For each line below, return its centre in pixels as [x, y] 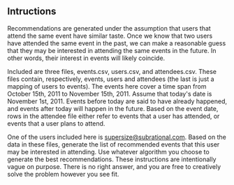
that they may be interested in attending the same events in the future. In [112, 50]
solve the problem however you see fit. [63, 174]
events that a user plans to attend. [56, 123]
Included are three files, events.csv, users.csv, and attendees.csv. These [112, 71]
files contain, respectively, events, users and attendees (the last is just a [111, 79]
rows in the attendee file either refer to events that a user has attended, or [114, 116]
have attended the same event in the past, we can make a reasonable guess [117, 43]
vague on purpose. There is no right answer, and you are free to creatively [114, 166]
